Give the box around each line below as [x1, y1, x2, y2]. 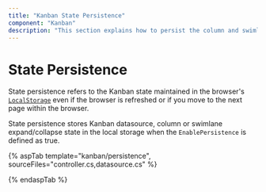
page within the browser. [8, 104, 89, 113]
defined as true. [8, 136, 60, 145]
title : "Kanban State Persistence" [8, 11, 126, 20]
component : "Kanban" [8, 19, 77, 27]
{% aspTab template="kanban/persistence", [8, 152, 151, 161]
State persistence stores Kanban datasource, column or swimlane [8, 119, 223, 129]
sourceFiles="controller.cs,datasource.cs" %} [8, 159, 158, 169]
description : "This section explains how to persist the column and [8, 26, 239, 34]
